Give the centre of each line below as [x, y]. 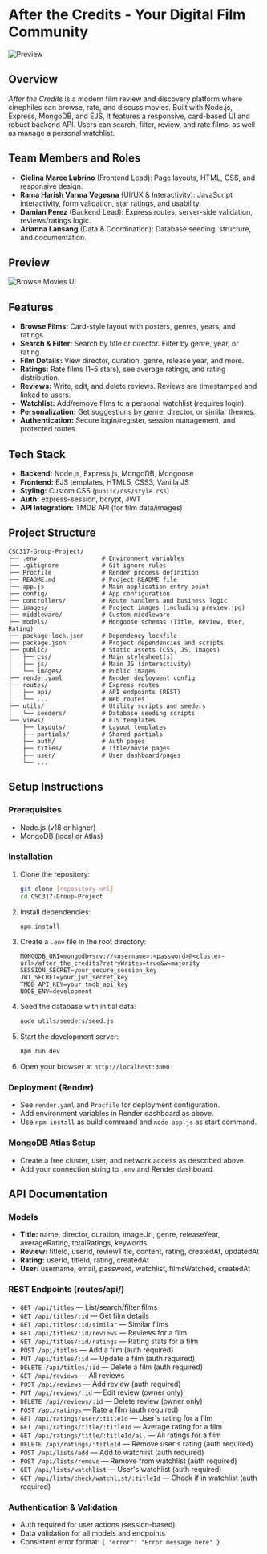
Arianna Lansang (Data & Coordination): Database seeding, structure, [136, 229]
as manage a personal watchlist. [62, 133]
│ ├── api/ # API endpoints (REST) [95, 692]
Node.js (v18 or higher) [58, 827]
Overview [33, 79]
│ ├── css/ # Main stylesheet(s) [91, 656]
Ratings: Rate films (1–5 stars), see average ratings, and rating [123, 369]
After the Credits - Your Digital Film [127, 15]
